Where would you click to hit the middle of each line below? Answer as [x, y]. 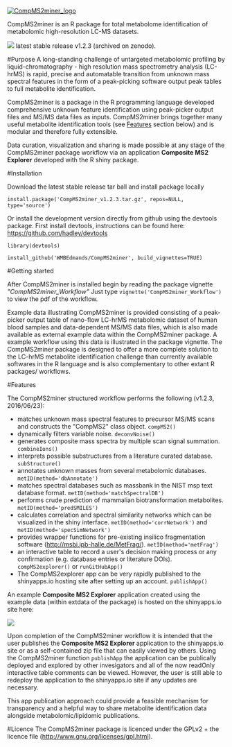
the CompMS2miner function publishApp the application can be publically [112, 658]
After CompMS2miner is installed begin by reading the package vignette [110, 284]
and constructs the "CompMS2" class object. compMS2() [97, 426]
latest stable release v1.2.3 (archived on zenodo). [86, 46]
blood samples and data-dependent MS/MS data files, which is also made [113, 327]
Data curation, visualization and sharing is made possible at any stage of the [116, 145]
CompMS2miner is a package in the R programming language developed [111, 102]
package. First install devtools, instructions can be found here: [96, 226]
